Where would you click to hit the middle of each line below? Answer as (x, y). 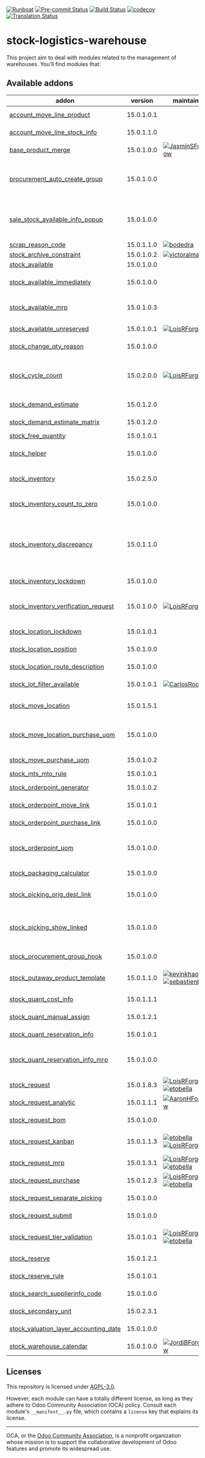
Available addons (40, 83)
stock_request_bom (38, 1120)
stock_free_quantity (38, 435)
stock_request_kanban (42, 1141)
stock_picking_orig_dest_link (50, 894)
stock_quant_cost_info (41, 999)
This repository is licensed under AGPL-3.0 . (61, 1386)
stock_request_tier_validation (51, 1237)
